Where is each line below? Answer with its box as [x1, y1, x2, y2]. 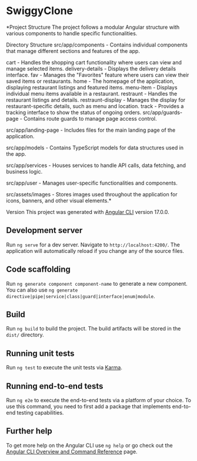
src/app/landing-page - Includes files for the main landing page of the [6, 126, 176, 133]
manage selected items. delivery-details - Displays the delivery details [6, 65, 176, 72]
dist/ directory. [6, 331, 44, 339]
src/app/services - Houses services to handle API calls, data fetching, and [6, 162, 186, 169]
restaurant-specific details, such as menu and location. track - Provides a [6, 102, 184, 109]
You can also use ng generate [6, 286, 78, 293]
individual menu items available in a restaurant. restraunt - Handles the [6, 90, 178, 97]
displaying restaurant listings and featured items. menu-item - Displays [6, 83, 178, 91]
